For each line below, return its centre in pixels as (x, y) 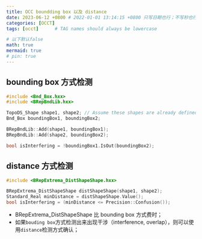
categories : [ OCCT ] (31, 23)
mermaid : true (24, 51)
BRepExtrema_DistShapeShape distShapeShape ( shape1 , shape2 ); (84, 191)
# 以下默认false (25, 40)
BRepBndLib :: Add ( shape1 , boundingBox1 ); (58, 129)
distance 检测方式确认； (50, 230)
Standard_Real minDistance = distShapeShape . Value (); (75, 197)
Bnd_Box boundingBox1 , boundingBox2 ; (54, 119)
